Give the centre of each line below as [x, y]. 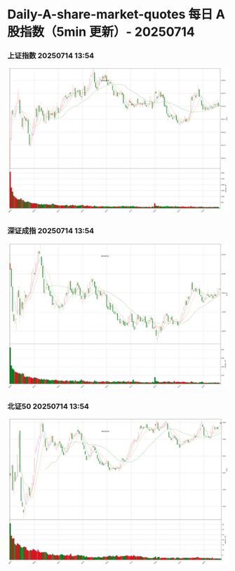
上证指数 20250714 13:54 [51, 55]
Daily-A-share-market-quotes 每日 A [116, 14]
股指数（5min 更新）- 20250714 [101, 32]
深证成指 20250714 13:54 [51, 231]
